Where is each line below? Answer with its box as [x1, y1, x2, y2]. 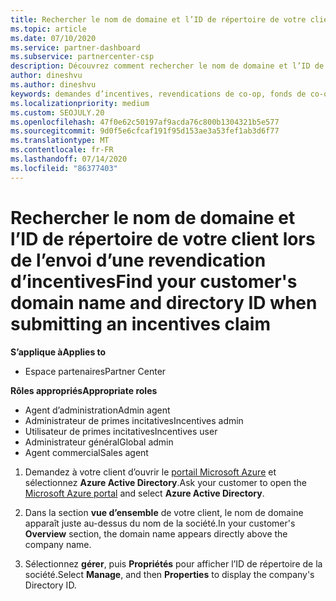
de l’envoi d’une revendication [10, 249, 267, 271]
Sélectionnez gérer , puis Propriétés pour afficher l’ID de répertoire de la [24, 557, 323, 570]
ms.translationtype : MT [10, 136, 110, 146]
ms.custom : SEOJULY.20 [10, 107, 105, 118]
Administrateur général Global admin [24, 436, 174, 448]
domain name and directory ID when [10, 291, 318, 314]
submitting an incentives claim [10, 312, 271, 335]
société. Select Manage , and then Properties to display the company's [24, 568, 315, 580]
